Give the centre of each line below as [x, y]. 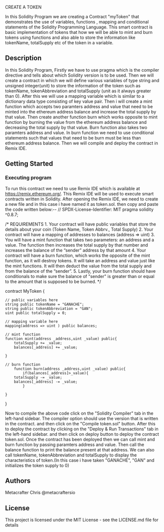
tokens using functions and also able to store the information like [70, 37]
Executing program [28, 178]
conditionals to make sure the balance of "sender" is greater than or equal [80, 276]
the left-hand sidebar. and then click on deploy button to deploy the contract [82, 434]
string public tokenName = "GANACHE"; [45, 304]
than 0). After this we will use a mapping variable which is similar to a [75, 96]
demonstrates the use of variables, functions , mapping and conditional [77, 22]
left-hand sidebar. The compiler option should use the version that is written [82, 418]
